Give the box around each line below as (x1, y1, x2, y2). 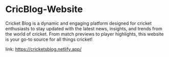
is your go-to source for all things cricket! (5, 36, 93, 42)
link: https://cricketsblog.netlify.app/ (5, 46, 82, 52)
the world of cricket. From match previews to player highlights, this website (5, 31, 164, 37)
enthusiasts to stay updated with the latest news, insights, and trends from (5, 25, 162, 31)
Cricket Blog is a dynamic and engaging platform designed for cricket (5, 20, 152, 26)
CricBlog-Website (5, 4, 83, 15)
